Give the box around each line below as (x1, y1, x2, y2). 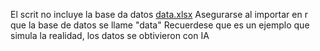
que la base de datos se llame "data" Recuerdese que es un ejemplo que (10, 19, 310, 31)
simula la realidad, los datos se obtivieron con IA (10, 30, 210, 41)
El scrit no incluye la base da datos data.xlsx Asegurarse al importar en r (10, 9, 308, 20)
